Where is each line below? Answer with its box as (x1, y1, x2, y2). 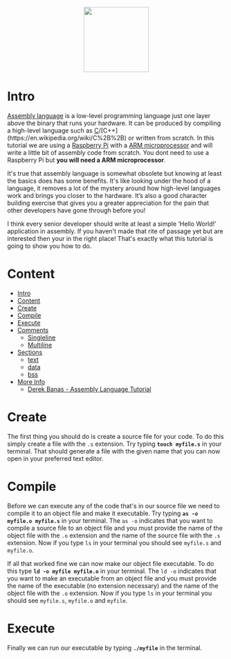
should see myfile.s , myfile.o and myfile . (7, 596, 128, 604)
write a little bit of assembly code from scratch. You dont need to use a (7, 148, 210, 156)
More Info (17, 377, 46, 385)
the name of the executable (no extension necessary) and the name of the (7, 581, 219, 590)
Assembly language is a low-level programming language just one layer (7, 111, 211, 119)
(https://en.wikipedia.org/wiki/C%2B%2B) (7, 133, 127, 142)
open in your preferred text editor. (7, 454, 104, 462)
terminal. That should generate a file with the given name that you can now (7, 447, 221, 455)
